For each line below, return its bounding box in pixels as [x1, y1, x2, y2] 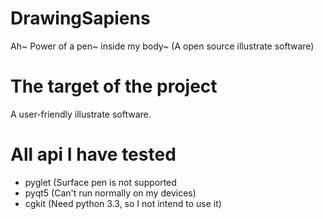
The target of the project [10, 75, 218, 98]
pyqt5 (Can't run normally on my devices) [24, 187, 197, 199]
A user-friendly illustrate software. [10, 108, 152, 120]
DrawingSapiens [10, 7, 151, 30]
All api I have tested [10, 143, 177, 166]
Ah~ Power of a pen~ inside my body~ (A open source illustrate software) [10, 40, 315, 52]
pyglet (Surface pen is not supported [24, 176, 177, 188]
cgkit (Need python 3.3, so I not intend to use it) [24, 197, 222, 209]
